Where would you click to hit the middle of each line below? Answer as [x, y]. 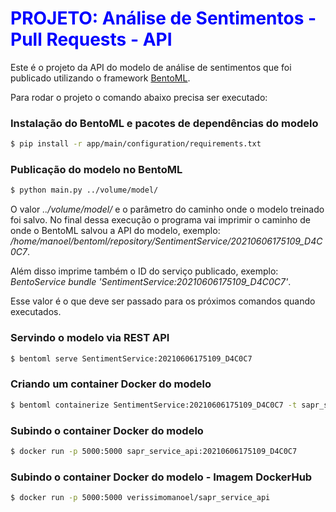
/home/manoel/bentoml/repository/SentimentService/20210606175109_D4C [166, 241]
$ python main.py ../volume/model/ [84, 190]
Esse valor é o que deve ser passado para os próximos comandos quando [163, 301]
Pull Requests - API [91, 39]
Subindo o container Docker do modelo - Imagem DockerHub [161, 477]
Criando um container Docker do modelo [111, 384]
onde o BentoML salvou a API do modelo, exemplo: [115, 231]
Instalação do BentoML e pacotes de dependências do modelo [164, 123]
